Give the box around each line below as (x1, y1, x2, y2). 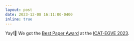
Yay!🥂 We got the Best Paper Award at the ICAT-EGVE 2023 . (5, 30, 129, 36)
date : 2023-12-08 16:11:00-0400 (5, 12, 73, 17)
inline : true (5, 16, 33, 21)
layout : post (5, 7, 33, 12)
